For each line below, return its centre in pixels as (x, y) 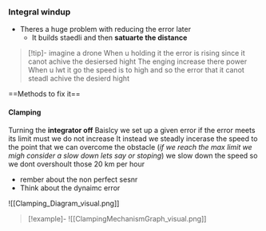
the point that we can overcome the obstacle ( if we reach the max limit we (131, 147)
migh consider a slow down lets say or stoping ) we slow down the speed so (133, 155)
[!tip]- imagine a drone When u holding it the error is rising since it (136, 53)
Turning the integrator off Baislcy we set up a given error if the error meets (132, 130)
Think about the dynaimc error (70, 188)
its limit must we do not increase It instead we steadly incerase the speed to (133, 139)
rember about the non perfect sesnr (79, 179)
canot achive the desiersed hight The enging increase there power (137, 61)
